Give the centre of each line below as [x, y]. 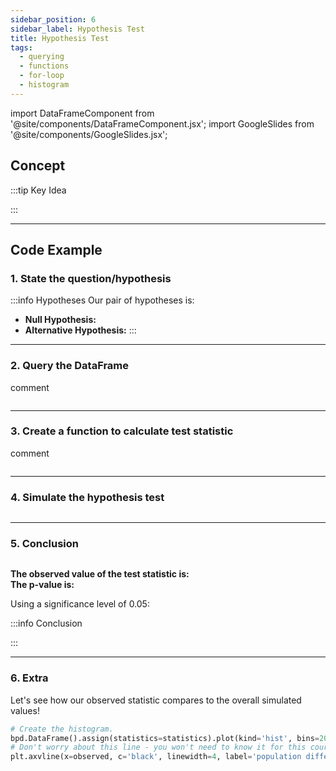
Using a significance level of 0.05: [80, 604]
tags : [21, 47]
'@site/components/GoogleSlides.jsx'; [89, 134]
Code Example [56, 249]
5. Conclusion [45, 544]
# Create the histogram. [62, 729]
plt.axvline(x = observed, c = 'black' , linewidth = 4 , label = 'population [156, 757]
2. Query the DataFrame [70, 366]
